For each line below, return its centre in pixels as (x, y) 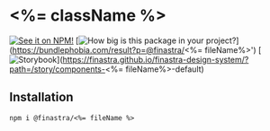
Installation (41, 97)
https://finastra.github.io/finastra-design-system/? (156, 59)
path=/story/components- (58, 69)
